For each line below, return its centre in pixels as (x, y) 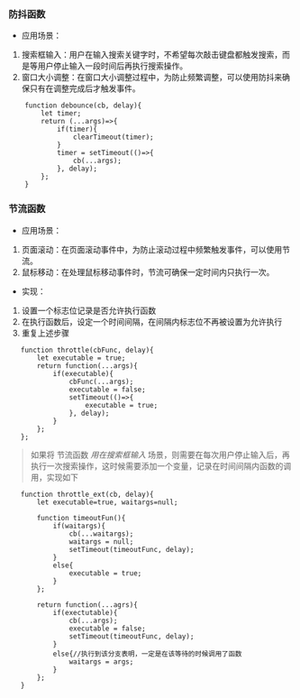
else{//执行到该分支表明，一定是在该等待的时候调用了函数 (147, 654)
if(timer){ (77, 129)
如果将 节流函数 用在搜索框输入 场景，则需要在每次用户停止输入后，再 (160, 455)
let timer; (61, 114)
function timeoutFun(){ (81, 518)
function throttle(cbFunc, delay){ (87, 350)
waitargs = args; (101, 661)
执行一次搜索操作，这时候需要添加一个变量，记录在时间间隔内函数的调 (161, 465)
